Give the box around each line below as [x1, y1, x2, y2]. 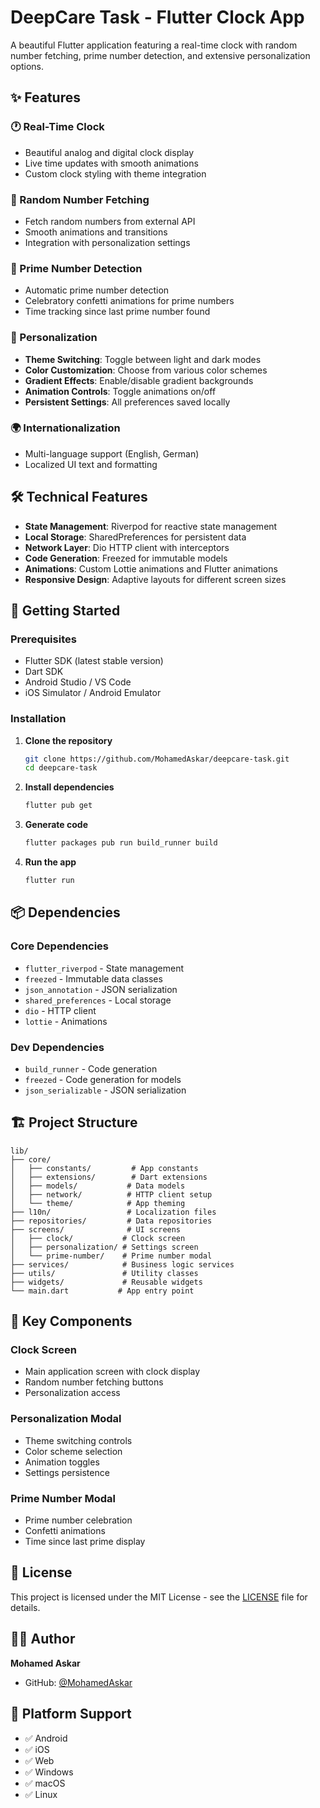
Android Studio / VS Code [24, 676, 132, 688]
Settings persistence [24, 1466, 110, 1478]
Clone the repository [24, 734, 113, 746]
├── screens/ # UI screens [10, 1224, 182, 1235]
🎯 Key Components [10, 1313, 133, 1330]
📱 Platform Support [10, 1706, 132, 1723]
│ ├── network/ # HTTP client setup [10, 1189, 213, 1200]
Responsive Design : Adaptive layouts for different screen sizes [24, 573, 287, 585]
